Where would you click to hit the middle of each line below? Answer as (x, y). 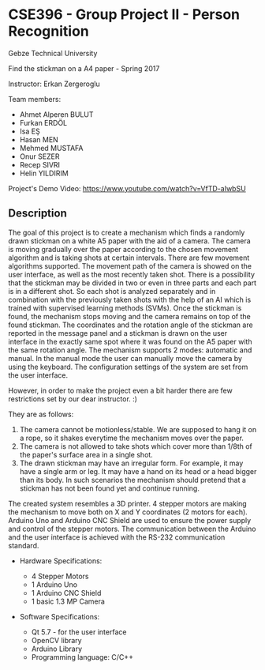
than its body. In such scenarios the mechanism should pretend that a (133, 480)
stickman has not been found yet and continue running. (109, 488)
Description (37, 214)
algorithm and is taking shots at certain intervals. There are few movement (129, 258)
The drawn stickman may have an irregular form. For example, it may (131, 463)
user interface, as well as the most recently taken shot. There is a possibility (131, 274)
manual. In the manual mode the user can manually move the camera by (125, 358)
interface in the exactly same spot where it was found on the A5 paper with (130, 341)
